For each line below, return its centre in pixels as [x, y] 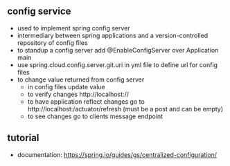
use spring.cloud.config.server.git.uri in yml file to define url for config [117, 64]
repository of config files [52, 43]
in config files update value [66, 86]
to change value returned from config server [81, 80]
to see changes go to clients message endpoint [95, 116]
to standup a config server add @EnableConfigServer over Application [118, 50]
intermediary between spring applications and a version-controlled [113, 35]
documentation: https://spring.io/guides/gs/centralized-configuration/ [117, 154]
